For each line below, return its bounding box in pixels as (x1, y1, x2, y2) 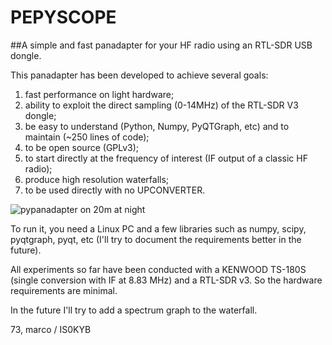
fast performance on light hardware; (24, 88, 175, 100)
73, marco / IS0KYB (10, 323, 92, 335)
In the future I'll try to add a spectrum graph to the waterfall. (10, 304, 258, 316)
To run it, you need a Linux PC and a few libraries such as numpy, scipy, (10, 222, 307, 235)
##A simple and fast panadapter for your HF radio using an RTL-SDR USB (10, 39, 313, 51)
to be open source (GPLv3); (24, 141, 140, 153)
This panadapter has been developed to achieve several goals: (10, 69, 269, 81)
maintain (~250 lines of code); (24, 131, 150, 143)
